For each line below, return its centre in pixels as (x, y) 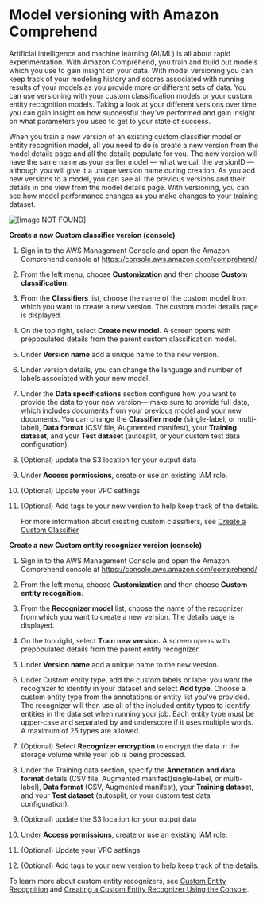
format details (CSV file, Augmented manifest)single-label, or (121, 778)
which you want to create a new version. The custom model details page (139, 306)
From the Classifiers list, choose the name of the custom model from (133, 298)
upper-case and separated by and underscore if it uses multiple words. (137, 722)
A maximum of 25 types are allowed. (81, 730)
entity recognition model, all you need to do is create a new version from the (134, 145)
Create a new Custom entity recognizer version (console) (106, 545)
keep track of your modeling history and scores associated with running (127, 79)
